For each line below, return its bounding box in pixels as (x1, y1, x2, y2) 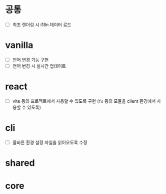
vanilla (5, 40, 33, 51)
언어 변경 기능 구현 (12, 57, 49, 63)
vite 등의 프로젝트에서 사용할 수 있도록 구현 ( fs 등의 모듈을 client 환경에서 (12, 98, 156, 104)
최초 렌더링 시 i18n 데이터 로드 (12, 22, 71, 28)
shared (5, 157, 35, 169)
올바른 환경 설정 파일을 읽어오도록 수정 (12, 139, 87, 145)
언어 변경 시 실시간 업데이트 (12, 63, 66, 69)
